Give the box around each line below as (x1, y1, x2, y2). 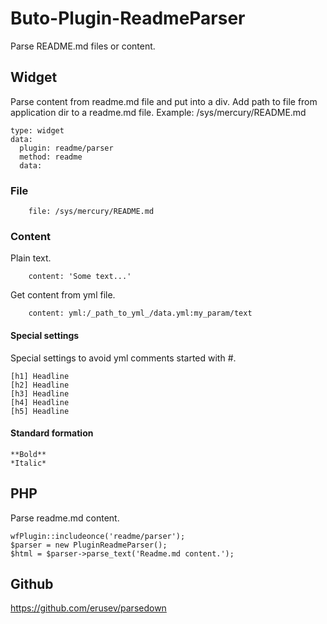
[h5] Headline (10, 406, 70, 416)
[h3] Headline (10, 388, 70, 399)
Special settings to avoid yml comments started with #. (10, 352, 237, 364)
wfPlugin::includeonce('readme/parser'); (10, 531, 186, 541)
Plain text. (10, 252, 52, 264)
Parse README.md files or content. (10, 40, 156, 52)
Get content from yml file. (10, 289, 116, 301)
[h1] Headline (10, 371, 70, 381)
